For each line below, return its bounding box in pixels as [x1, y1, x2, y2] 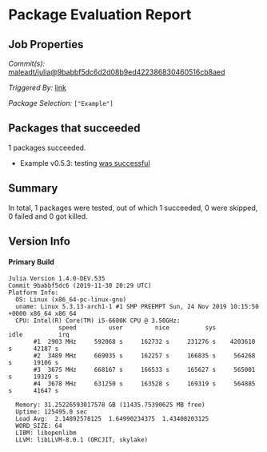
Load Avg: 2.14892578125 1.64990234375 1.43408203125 [15, 415, 209, 423]
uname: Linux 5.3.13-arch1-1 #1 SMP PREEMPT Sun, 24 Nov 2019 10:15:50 [15, 303, 260, 311]
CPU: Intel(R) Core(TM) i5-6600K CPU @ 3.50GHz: [15, 317, 181, 325]
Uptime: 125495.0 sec [15, 408, 88, 416]
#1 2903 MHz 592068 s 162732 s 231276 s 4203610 [33, 338, 256, 346]
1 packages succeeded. [8, 143, 86, 152]
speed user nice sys [58, 324, 217, 332]
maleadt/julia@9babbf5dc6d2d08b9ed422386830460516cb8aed [8, 67, 225, 77]
